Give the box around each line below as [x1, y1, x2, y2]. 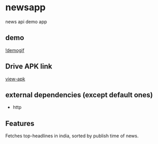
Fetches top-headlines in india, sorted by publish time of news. [5, 133, 139, 139]
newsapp [5, 2, 46, 13]
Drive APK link [5, 62, 52, 71]
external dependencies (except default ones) [5, 91, 153, 99]
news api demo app [5, 19, 47, 25]
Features [5, 119, 34, 128]
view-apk [5, 76, 26, 82]
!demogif [5, 47, 25, 53]
